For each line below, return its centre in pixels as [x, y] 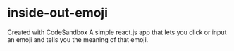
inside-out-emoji [57, 13]
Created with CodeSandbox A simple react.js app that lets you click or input [117, 32]
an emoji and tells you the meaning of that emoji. [78, 39]
